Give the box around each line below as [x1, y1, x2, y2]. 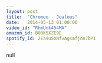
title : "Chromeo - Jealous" [6, 14, 78, 20]
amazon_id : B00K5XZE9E [6, 30, 62, 36]
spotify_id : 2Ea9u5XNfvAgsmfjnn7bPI [6, 36, 96, 41]
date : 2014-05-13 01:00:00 [6, 19, 78, 25]
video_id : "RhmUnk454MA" [6, 24, 67, 31]
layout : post [6, 8, 38, 15]
